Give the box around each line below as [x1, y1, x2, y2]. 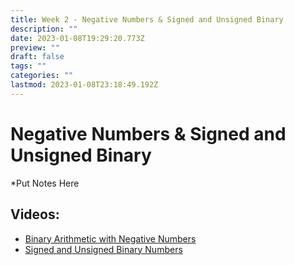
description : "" [10, 24, 78, 34]
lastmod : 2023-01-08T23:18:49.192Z [10, 80, 159, 90]
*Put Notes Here [10, 177, 80, 189]
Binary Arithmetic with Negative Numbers [24, 232, 197, 245]
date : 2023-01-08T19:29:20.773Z [10, 33, 145, 43]
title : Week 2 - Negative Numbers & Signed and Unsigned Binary [10, 14, 284, 25]
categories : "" [10, 71, 74, 81]
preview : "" [10, 42, 60, 53]
